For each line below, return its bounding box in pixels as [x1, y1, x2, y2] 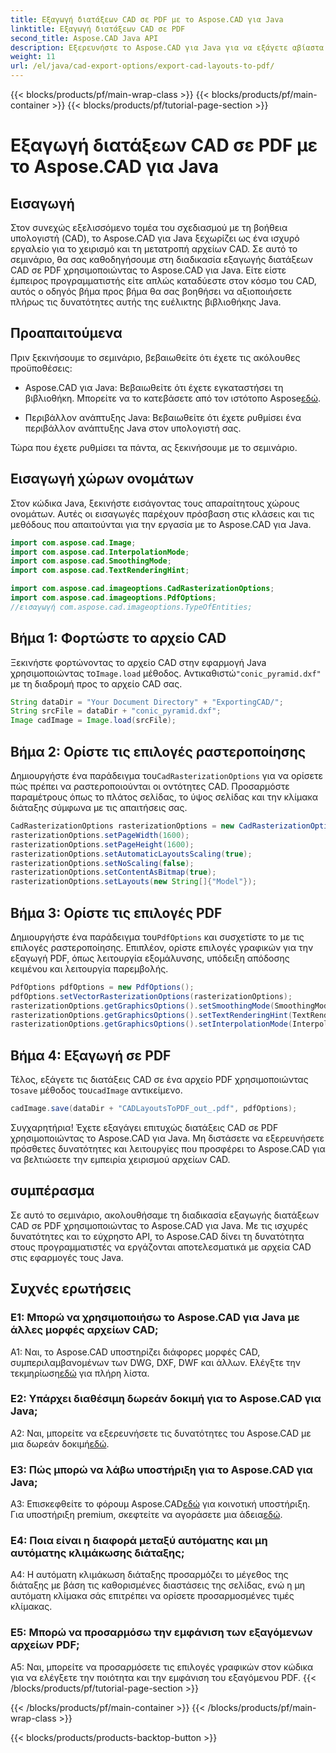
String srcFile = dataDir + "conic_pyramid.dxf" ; [10, 706, 222, 716]
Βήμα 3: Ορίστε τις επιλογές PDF [10, 904, 223, 921]
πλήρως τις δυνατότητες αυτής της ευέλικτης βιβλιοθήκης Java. [10, 296, 282, 308]
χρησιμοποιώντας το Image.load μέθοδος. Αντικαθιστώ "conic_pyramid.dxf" [10, 667, 322, 679]
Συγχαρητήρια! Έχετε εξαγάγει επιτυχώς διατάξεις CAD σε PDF [10, 1122, 279, 1133]
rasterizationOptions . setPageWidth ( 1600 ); [10, 830, 190, 840]
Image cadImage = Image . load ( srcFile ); [10, 716, 177, 726]
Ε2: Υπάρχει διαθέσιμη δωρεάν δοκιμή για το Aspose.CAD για [10, 1392, 322, 1406]
